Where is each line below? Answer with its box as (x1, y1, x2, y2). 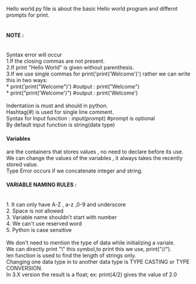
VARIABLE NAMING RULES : (6, 181, 76, 188)
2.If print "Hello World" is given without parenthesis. (6, 64, 134, 71)
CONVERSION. (6, 264, 43, 271)
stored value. (6, 161, 39, 168)
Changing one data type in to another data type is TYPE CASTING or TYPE (6, 258, 190, 265)
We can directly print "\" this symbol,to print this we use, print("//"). (6, 245, 172, 252)
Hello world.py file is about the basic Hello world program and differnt (6, 5, 178, 12)
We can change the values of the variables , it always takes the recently (6, 155, 183, 162)
